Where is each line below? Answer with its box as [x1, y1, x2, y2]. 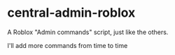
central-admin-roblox [7, 5, 136, 21]
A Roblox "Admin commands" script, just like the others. [7, 28, 169, 36]
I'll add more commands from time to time [7, 41, 128, 49]
